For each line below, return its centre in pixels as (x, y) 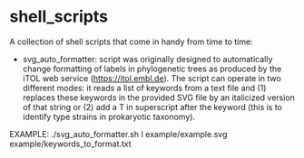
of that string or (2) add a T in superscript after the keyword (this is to (152, 107)
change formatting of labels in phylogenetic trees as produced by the (152, 69)
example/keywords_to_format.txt (70, 144)
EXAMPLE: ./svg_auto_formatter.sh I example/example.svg (118, 134)
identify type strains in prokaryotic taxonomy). (109, 116)
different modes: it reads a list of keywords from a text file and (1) (144, 88)
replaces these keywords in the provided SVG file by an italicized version (158, 98)
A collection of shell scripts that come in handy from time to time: (131, 42)
